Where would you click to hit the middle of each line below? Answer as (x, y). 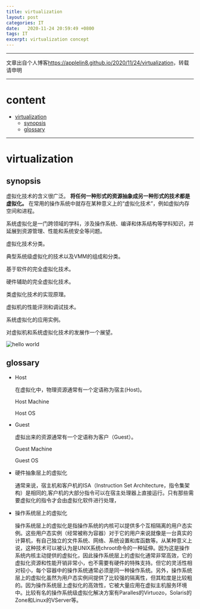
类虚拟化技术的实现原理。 (37, 294)
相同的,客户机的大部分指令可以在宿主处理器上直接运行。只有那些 (110, 493)
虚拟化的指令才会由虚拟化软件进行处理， (70, 500)
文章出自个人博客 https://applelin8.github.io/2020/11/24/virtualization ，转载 (98, 63)
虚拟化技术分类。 (27, 243)
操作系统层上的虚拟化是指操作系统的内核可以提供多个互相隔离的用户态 (101, 526)
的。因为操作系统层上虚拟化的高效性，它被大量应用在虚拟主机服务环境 (101, 585)
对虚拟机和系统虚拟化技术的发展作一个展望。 (61, 332)
